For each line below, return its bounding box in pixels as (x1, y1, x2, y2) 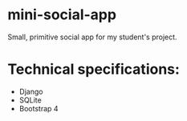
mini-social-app (7, 6, 117, 24)
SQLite (18, 95, 42, 105)
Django (18, 87, 43, 96)
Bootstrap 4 (18, 103, 59, 113)
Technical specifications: (7, 60, 180, 79)
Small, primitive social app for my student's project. (7, 32, 177, 42)
